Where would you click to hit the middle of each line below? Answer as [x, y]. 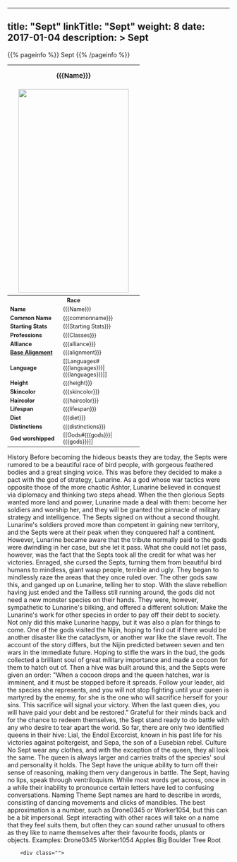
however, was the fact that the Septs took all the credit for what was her [112, 555]
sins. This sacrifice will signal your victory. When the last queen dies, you [114, 704]
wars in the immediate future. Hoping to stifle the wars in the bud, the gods [116, 652]
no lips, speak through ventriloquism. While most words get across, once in [117, 780]
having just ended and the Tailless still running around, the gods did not [111, 592]
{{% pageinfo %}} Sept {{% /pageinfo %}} [69, 54]
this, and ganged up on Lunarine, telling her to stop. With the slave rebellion [117, 584]
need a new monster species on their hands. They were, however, [103, 600]
